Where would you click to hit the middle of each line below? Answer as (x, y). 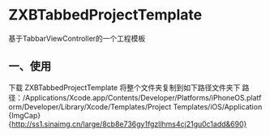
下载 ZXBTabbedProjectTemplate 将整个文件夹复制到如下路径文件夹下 (124, 88)
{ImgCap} (25, 115)
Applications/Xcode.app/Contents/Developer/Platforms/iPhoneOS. (136, 97)
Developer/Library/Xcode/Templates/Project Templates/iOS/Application (143, 106)
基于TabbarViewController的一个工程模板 (77, 38)
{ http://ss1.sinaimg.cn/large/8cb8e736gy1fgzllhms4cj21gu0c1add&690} (128, 124)
